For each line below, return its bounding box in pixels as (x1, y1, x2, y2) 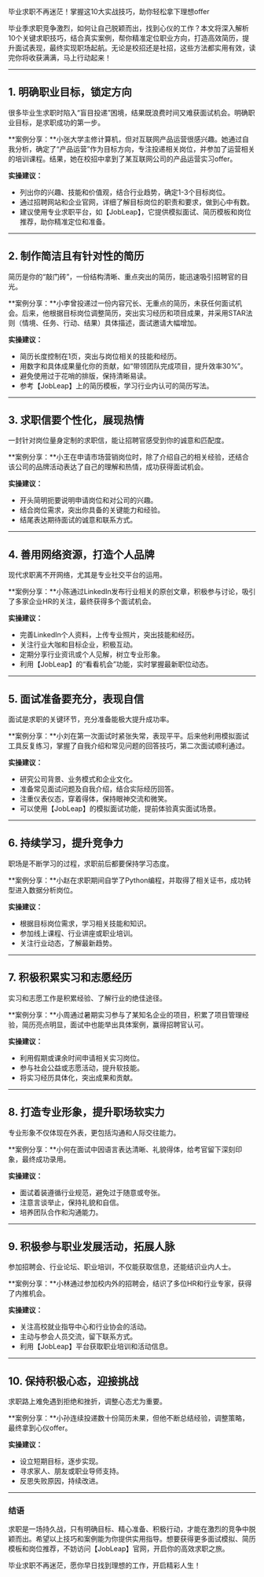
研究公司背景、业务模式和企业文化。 (19, 775, 137, 784)
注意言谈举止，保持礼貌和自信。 (19, 1197, 123, 1207)
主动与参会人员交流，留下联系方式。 (19, 1332, 137, 1341)
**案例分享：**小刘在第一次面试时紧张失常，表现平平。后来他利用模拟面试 (8, 732, 250, 741)
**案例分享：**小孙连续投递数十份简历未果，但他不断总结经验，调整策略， (8, 1414, 250, 1423)
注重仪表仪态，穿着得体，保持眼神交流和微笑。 (19, 794, 171, 804)
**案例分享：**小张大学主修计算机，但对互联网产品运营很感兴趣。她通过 (8, 134, 243, 144)
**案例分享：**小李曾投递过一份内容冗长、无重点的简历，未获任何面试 (8, 298, 236, 308)
